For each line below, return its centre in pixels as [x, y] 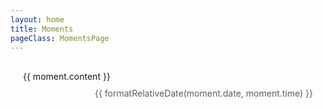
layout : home [37, 19]
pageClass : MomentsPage [60, 38]
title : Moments [42, 29]
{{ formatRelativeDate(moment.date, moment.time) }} [203, 93]
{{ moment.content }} [67, 77]
